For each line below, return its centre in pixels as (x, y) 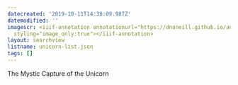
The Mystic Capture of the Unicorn (58, 73)
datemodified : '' (33, 21)
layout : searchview (36, 40)
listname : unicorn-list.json (50, 47)
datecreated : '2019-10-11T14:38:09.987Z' (69, 14)
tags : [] (20, 54)
